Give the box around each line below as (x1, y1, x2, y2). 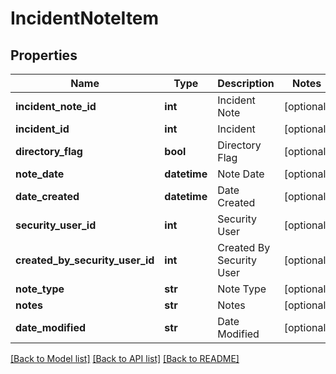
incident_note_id (15, 100, 97, 113)
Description (217, 77, 275, 90)
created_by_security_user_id (15, 253, 155, 267)
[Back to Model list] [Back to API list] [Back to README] (10, 353, 240, 364)
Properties (10, 47, 78, 64)
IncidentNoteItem (10, 7, 160, 30)
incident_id (15, 122, 70, 136)
